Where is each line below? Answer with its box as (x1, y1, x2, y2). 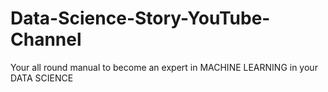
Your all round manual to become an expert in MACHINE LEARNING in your (10, 61, 318, 73)
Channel (10, 28, 82, 51)
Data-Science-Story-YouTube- (10, 7, 271, 30)
